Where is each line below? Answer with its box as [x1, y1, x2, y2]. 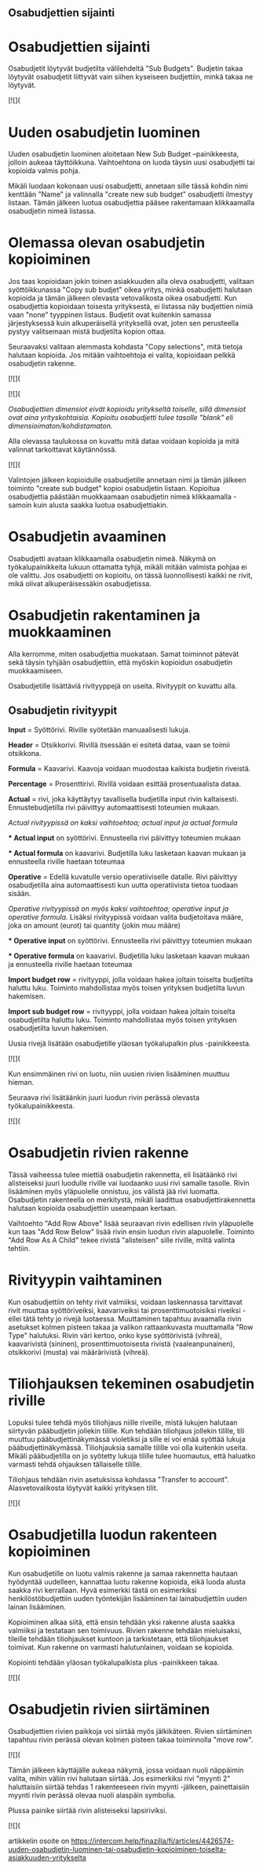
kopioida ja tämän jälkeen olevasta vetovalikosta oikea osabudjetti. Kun [8, 293, 237, 303]
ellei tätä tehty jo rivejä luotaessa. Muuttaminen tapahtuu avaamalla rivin [8, 1314, 242, 1323]
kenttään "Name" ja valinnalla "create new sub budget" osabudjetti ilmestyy [8, 190, 254, 199]
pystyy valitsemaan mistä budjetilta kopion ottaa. [8, 326, 166, 337]
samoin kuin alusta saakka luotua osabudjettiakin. [8, 500, 169, 510]
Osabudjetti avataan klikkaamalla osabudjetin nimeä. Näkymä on [8, 554, 217, 563]
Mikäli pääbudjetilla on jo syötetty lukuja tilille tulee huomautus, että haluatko [8, 1451, 256, 1460]
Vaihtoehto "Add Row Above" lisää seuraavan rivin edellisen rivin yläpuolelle [8, 1219, 254, 1228]
